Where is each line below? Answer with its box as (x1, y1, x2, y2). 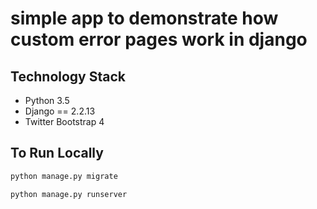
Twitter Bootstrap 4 (24, 116, 105, 127)
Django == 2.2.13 (24, 105, 96, 117)
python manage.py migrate (10, 171, 118, 181)
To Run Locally (10, 145, 104, 162)
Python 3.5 (24, 95, 70, 106)
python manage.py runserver (10, 189, 128, 199)
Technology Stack (10, 68, 126, 85)
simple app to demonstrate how (10, 7, 279, 30)
